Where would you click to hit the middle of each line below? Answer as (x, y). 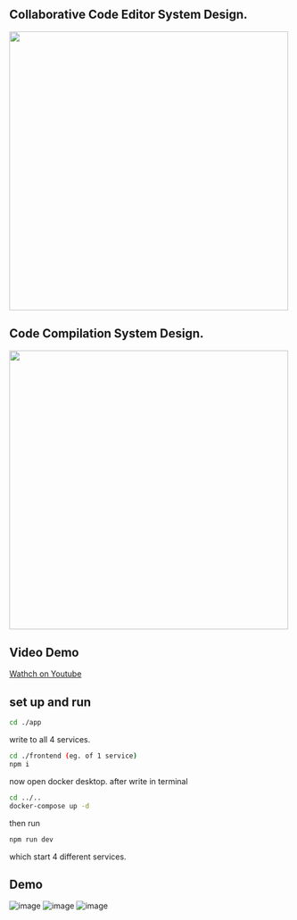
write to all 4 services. (50, 740)
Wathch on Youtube (45, 674)
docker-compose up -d (49, 806)
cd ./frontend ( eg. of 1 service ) (74, 756)
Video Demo (44, 653)
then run (25, 823)
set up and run (50, 702)
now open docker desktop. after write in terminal (99, 781)
